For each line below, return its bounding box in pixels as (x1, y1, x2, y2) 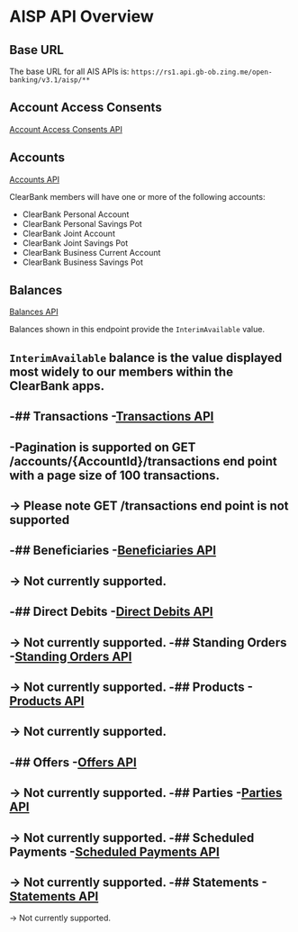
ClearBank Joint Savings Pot (22, 237, 129, 249)
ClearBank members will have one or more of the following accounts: (9, 191, 266, 202)
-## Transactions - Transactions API (9, 409, 214, 424)
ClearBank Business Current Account (22, 247, 161, 258)
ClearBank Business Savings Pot (22, 257, 144, 267)
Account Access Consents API (9, 123, 123, 134)
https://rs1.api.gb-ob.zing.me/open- (131, 68, 273, 77)
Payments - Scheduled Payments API (9, 844, 221, 859)
